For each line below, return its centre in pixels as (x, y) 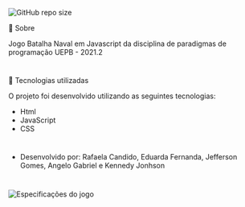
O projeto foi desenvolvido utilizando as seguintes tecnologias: (112, 96)
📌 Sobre (22, 28)
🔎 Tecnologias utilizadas (49, 81)
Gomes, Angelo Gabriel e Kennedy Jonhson (92, 166)
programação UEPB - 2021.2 (55, 52)
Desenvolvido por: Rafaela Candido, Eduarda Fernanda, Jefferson (129, 157)
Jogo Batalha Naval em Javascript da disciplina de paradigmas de (118, 43)
